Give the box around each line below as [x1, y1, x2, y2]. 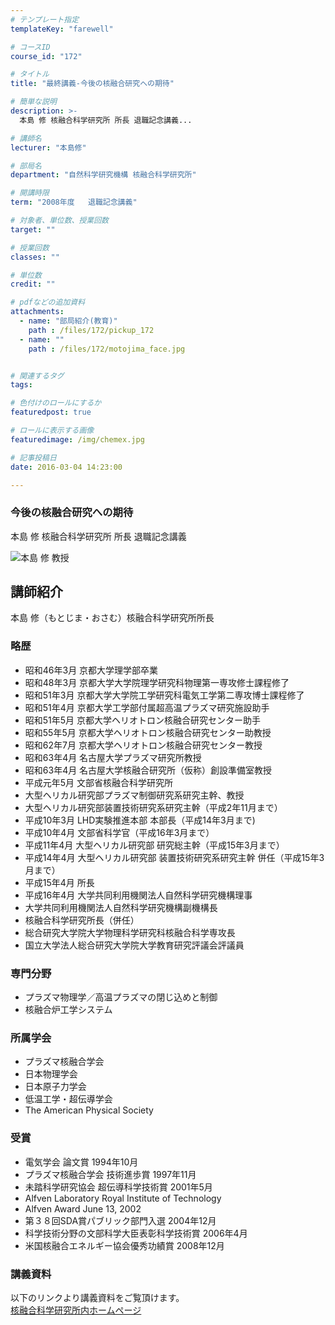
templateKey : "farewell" [10, 24, 114, 34]
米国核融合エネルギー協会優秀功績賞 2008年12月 [24, 1239, 225, 1251]
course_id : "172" [10, 51, 83, 61]
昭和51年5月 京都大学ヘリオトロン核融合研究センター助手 [24, 714, 262, 726]
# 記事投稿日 [10, 452, 57, 463]
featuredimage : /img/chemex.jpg [10, 434, 145, 445]
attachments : [10, 307, 65, 317]
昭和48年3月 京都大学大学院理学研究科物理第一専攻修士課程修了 [24, 676, 290, 688]
